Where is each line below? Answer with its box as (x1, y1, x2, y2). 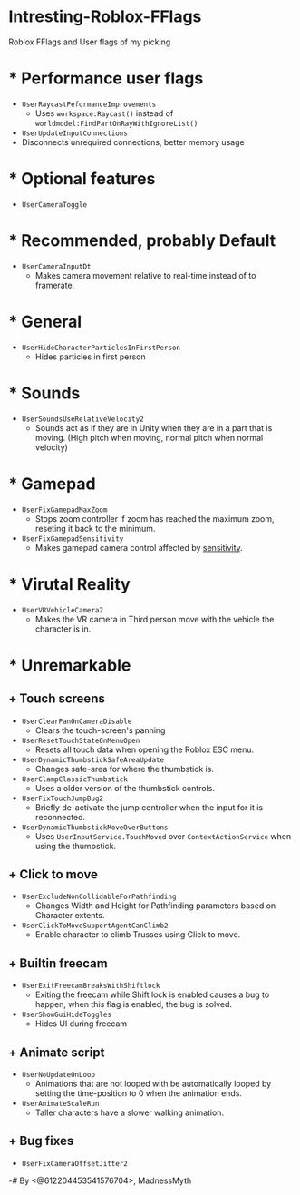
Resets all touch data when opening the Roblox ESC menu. (34, 744, 255, 755)
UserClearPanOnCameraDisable (21, 717, 132, 726)
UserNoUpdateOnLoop (21, 1070, 96, 1079)
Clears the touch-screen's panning (34, 724, 166, 736)
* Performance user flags (8, 68, 204, 89)
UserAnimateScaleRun (21, 1099, 100, 1108)
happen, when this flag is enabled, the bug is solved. (34, 999, 233, 1010)
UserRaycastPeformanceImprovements (21, 100, 157, 109)
